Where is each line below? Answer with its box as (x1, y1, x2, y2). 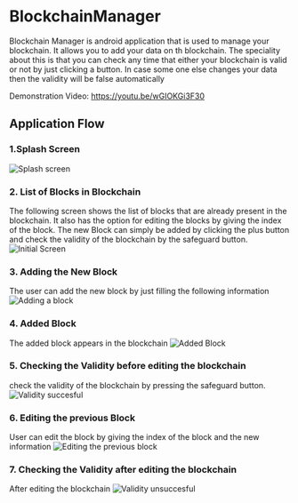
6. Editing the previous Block (9, 411, 136, 424)
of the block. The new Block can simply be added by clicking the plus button (9, 224, 290, 235)
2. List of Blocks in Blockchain (9, 185, 141, 197)
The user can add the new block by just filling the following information (9, 286, 270, 297)
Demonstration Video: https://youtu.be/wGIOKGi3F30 (9, 91, 205, 101)
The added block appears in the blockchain (9, 338, 168, 348)
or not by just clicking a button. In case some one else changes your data (9, 64, 278, 75)
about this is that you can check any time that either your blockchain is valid (9, 54, 287, 65)
